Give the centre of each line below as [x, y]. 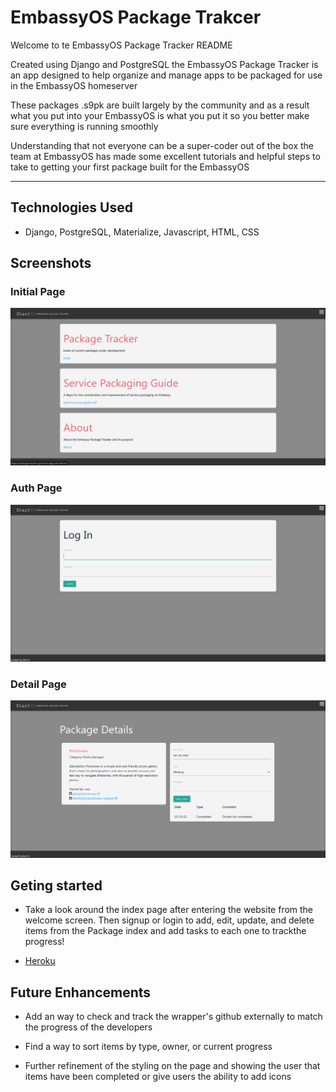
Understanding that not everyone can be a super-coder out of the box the [162, 145]
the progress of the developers [88, 1027]
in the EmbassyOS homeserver [74, 85]
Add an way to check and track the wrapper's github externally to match [173, 1017]
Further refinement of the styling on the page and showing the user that [172, 1066]
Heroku [40, 961]
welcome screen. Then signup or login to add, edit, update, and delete [169, 920]
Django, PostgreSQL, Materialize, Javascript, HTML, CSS [142, 232]
